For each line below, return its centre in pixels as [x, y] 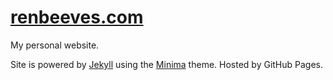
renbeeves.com [77, 17]
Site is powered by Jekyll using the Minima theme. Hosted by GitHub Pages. [167, 64]
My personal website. [55, 45]
